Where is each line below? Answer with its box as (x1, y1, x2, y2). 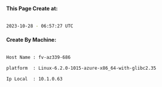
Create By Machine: (6, 36, 57, 43)
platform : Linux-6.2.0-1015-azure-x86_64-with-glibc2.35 (6, 66, 157, 72)
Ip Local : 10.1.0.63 (6, 76, 63, 82)
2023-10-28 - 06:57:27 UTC (6, 23, 74, 29)
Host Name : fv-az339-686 (6, 54, 71, 61)
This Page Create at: (6, 5, 58, 12)
